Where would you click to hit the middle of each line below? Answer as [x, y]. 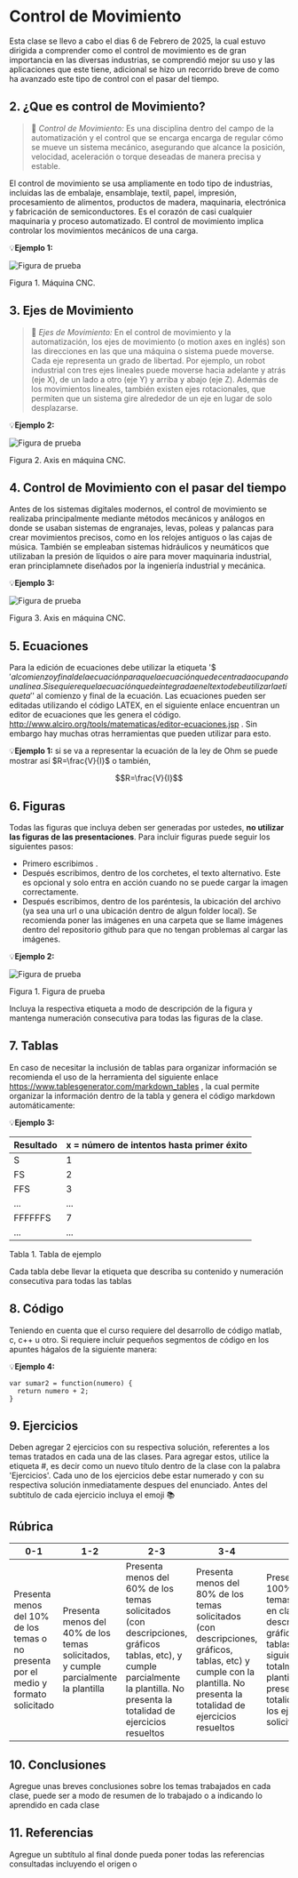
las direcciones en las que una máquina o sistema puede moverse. [153, 351]
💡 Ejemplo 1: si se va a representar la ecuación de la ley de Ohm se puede [144, 751]
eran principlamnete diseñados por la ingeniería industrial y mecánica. [137, 566]
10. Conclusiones [58, 1765]
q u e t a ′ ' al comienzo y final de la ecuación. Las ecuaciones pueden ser [137, 696]
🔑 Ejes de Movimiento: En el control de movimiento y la [131, 332]
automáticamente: [42, 1105]
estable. [46, 165]
